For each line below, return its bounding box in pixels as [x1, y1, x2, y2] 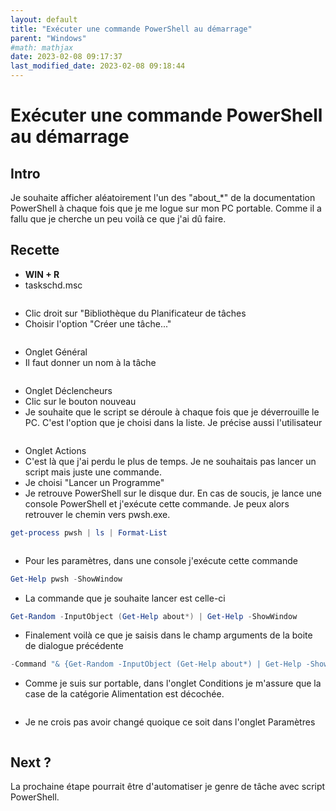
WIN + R [24, 268, 60, 280]
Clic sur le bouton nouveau [24, 395, 137, 407]
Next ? [10, 754, 52, 771]
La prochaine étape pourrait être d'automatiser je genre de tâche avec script [10, 781, 326, 793]
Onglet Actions [24, 444, 87, 456]
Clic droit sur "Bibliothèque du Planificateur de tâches [24, 307, 247, 319]
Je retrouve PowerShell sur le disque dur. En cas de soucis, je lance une [24, 487, 322, 499]
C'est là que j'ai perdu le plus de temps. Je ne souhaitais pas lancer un [24, 455, 317, 467]
